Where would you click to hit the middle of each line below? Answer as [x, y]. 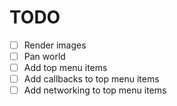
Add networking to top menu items [95, 90]
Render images [55, 45]
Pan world [44, 56]
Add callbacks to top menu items [91, 79]
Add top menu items [65, 68]
